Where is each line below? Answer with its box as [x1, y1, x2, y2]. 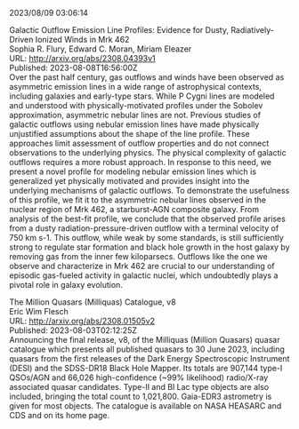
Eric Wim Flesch [9, 306, 69, 316]
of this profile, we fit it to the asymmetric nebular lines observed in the [9, 195, 267, 205]
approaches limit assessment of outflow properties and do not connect [9, 138, 270, 148]
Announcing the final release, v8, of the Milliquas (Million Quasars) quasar [9, 335, 280, 345]
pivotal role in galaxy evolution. [9, 280, 123, 290]
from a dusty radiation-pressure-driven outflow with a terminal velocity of [9, 223, 279, 234]
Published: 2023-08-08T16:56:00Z [9, 62, 138, 73]
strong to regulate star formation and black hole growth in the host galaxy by [9, 242, 291, 252]
